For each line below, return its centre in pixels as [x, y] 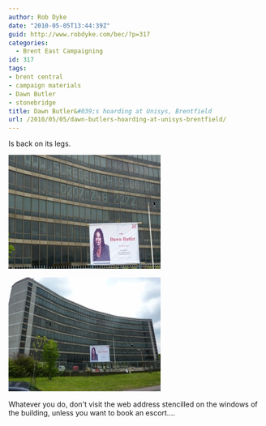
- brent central [36, 77]
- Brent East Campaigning [60, 51]
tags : [17, 69]
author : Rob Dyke [38, 17]
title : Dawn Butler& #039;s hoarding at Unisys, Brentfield [110, 111]
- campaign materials [45, 85]
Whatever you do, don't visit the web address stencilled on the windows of [133, 404]
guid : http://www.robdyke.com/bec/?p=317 [79, 34]
